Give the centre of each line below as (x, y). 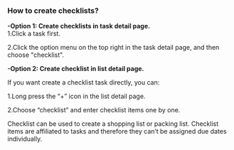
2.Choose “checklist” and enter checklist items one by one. (94, 110)
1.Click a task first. (34, 33)
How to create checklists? (53, 11)
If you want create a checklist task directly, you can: (84, 82)
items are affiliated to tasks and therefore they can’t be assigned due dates (117, 132)
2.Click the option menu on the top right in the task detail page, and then (113, 48)
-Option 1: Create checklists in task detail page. (79, 26)
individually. (25, 139)
